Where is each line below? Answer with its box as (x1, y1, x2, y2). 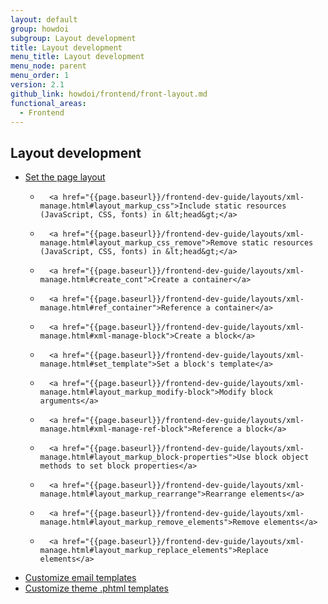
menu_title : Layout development (10, 52, 145, 62)
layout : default (10, 14, 78, 25)
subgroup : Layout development (10, 33, 137, 43)
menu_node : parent (10, 61, 87, 71)
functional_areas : (10, 98, 87, 108)
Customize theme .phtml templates (24, 582, 169, 595)
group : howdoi (10, 24, 70, 34)
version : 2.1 (10, 80, 65, 90)
